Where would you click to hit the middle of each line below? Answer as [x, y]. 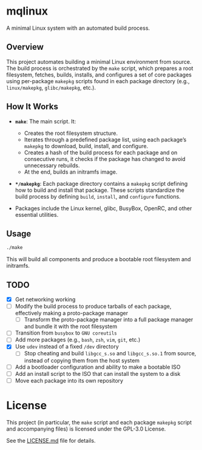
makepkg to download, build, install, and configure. [86, 146]
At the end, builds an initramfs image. [71, 172]
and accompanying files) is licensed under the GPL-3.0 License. [86, 429]
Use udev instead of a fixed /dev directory [67, 347]
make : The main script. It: [45, 121]
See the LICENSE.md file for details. [51, 440]
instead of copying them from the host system [82, 360]
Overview [25, 47]
